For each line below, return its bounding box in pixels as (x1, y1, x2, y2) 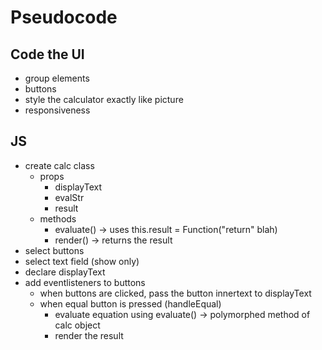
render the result (54, 329, 124, 341)
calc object (54, 319, 101, 331)
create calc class (24, 159, 95, 171)
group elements (24, 72, 90, 84)
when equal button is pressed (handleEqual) (39, 297, 222, 310)
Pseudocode (10, 6, 118, 29)
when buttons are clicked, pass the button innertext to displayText (39, 287, 312, 299)
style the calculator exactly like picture (24, 94, 184, 105)
